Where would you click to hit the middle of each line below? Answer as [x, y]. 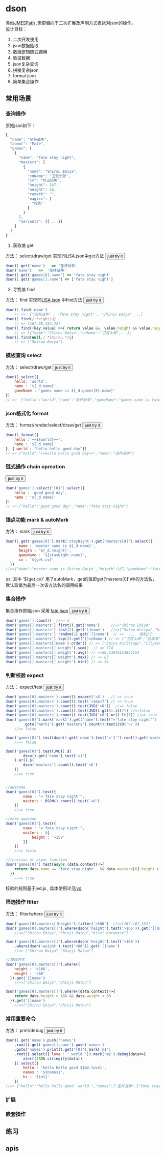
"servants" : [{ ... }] [41, 222]
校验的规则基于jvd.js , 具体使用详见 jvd [44, 888]
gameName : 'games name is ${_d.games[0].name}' [65, 391]
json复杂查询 [25, 64]
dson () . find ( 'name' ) [27, 310]
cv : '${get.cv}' [36, 560]
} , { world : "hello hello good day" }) [46, 449]
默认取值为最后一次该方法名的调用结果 [44, 585]
